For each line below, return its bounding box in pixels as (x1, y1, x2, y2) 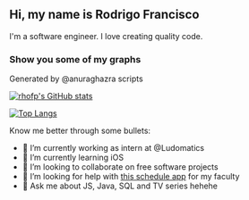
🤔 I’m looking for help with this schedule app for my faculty (21, 171, 240, 182)
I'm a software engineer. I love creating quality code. (9, 30, 203, 41)
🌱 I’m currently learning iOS (21, 152, 124, 163)
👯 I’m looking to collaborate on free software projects (21, 162, 219, 172)
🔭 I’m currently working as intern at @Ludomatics (21, 143, 204, 154)
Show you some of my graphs (9, 53, 142, 65)
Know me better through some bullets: (9, 125, 150, 137)
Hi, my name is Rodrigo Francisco (9, 7, 200, 22)
